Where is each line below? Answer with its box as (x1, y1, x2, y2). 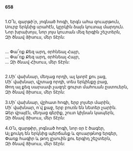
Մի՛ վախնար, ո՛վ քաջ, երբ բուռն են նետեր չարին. (5, 104, 117, 110)
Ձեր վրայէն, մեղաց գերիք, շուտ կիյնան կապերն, (5, 110, 115, 116)
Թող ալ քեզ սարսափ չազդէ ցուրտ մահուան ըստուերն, (5, 84, 129, 89)
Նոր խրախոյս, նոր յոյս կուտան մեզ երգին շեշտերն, (5, 29, 121, 34)
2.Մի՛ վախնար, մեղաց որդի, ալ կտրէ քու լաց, (5, 74, 107, 79)
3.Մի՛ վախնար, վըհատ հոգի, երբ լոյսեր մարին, (5, 100, 111, 105)
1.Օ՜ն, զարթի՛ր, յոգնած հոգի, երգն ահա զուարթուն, (5, 19, 120, 24)
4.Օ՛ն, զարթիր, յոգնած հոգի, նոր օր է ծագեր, (5, 125, 105, 131)
